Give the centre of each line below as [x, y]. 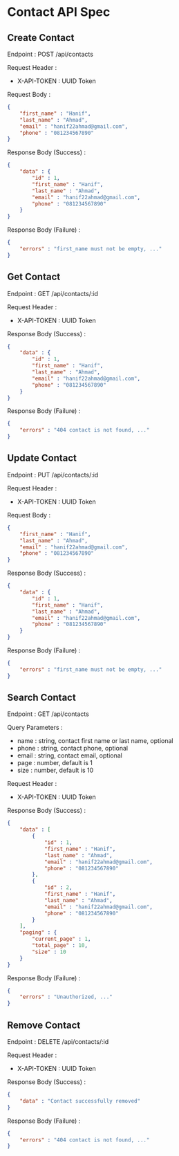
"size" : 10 [49, 952]
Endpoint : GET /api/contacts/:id [53, 293]
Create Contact [41, 38]
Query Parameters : [35, 728]
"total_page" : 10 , [60, 946]
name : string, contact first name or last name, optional [95, 741]
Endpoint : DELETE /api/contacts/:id [58, 1042]
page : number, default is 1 [55, 763]
